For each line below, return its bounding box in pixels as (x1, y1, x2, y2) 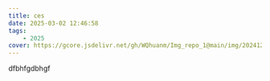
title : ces (8, 11, 45, 20)
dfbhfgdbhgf (8, 63, 51, 73)
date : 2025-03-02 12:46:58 (8, 19, 99, 27)
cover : (8, 42, 31, 50)
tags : (8, 26, 27, 34)
